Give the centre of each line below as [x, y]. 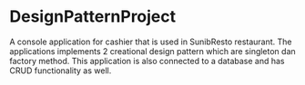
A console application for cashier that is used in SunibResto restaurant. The [151, 42]
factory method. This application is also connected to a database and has [147, 61]
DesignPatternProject [93, 17]
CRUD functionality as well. [61, 71]
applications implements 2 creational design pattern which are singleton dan [152, 51]
